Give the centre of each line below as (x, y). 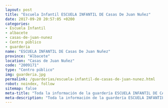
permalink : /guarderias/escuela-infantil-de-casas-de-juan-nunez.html (80, 79)
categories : (17, 24)
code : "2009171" (22, 65)
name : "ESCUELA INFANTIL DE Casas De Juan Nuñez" (58, 51)
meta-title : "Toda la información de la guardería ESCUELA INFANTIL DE (81, 93)
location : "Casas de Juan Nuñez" (40, 61)
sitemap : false (21, 88)
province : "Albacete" (28, 56)
